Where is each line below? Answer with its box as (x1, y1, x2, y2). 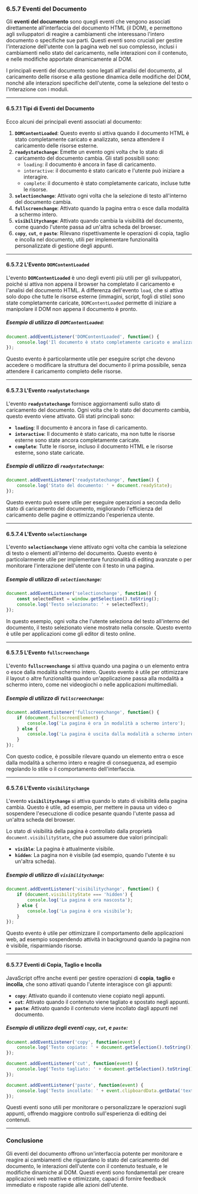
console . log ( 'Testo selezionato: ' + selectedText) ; (16, 601, 149, 608)
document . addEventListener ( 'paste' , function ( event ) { (6, 1082, 144, 1088)
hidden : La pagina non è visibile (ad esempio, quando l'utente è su (14, 852, 176, 859)
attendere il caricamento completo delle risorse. (6, 368, 123, 375)
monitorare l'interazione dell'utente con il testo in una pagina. (6, 562, 155, 570)
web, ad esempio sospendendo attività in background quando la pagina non (6, 936, 191, 943)
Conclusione (6, 1136, 44, 1145)
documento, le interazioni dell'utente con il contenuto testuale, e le (6, 1162, 168, 1169)
